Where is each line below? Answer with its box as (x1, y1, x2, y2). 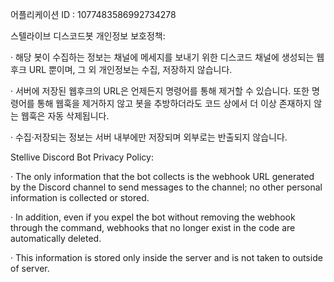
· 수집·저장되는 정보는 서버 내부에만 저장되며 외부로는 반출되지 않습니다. (10, 131, 288, 143)
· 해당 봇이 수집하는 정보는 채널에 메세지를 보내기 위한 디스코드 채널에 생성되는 (10, 51, 315, 63)
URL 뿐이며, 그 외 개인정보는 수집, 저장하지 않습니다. (28, 64, 233, 75)
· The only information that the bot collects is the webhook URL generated (10, 171, 315, 182)
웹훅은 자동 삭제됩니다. (20, 110, 110, 122)
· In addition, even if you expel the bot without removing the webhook (10, 211, 296, 223)
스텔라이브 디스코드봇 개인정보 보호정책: (10, 30, 166, 42)
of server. (10, 263, 50, 274)
